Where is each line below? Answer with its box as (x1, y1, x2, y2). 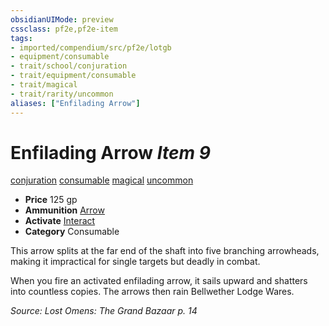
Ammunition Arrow (24, 204, 105, 216)
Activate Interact (24, 215, 96, 227)
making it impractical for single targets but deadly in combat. (10, 256, 261, 268)
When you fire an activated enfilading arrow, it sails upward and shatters (10, 275, 308, 287)
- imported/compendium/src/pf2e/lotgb (10, 42, 172, 53)
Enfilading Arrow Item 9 (10, 141, 211, 164)
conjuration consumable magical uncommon (10, 174, 194, 186)
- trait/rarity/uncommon (10, 89, 114, 99)
